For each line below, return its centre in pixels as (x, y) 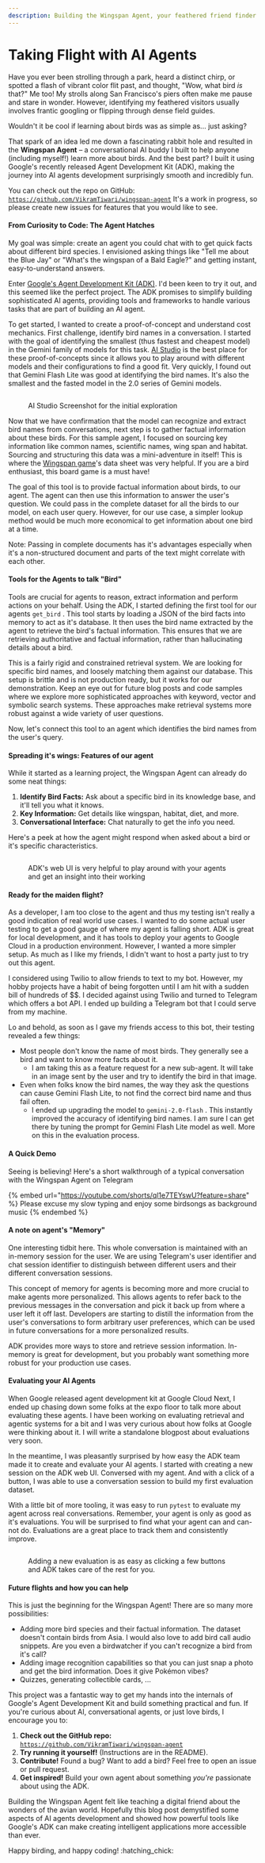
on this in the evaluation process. (85, 1136)
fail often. (35, 1102)
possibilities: (28, 1614)
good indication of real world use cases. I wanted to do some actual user (127, 921)
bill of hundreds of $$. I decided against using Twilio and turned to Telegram (133, 995)
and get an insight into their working (87, 876)
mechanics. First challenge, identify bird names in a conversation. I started (130, 332)
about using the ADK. (54, 1786)
